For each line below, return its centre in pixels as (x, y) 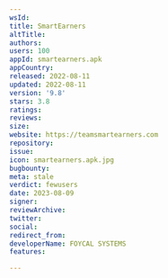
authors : (26, 43)
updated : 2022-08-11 (48, 85)
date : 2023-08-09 (42, 193)
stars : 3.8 (30, 101)
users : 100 (30, 51)
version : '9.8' (38, 93)
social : (24, 227)
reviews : (26, 118)
